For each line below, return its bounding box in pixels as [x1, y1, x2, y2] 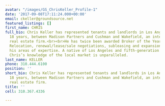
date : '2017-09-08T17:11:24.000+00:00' [5, 12, 87, 17]
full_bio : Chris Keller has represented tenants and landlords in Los [5, 30, 153, 35]
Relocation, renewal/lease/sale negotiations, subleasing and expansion [9, 43, 162, 48]
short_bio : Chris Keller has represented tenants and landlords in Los [5, 71, 155, 76]
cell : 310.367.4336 [5, 89, 45, 94]
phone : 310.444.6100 [5, 62, 48, 66]
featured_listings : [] [5, 21, 52, 26]
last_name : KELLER [5, 57, 43, 62]
